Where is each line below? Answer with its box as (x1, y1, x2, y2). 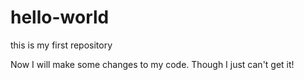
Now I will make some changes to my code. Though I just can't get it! (10, 58, 295, 70)
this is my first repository (10, 39, 113, 51)
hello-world (10, 6, 110, 29)
